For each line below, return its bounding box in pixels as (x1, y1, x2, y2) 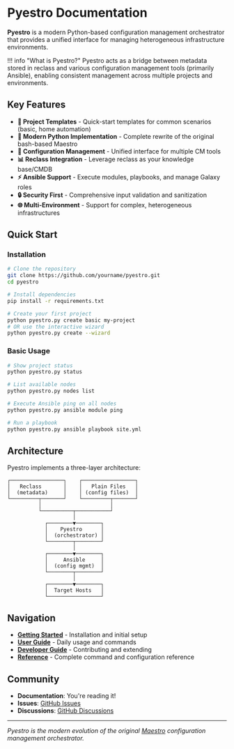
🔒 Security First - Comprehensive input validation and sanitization (17, 191, 208, 199)
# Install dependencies (7, 291, 77, 298)
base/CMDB (17, 165, 53, 173)
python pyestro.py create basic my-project (7, 316, 136, 324)
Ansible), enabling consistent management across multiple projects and (7, 71, 212, 80)
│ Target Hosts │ (44, 587, 104, 594)
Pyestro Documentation (7, 5, 148, 21)
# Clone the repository (7, 265, 77, 273)
